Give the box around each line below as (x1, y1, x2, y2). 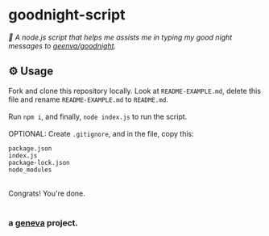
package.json (8, 144, 52, 153)
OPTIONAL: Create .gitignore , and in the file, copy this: (8, 129, 195, 138)
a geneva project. (8, 217, 78, 228)
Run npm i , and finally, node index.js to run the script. (8, 112, 188, 121)
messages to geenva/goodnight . (8, 40, 117, 50)
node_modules (8, 166, 52, 174)
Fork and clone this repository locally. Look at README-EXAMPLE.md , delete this (8, 86, 262, 95)
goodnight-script (8, 6, 126, 24)
